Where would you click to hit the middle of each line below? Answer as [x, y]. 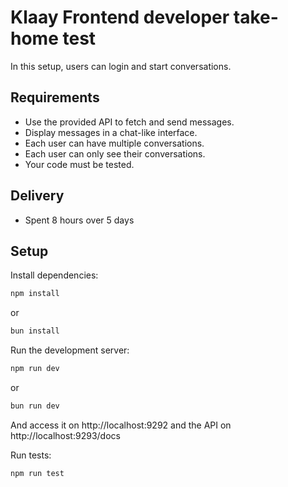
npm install [35, 294]
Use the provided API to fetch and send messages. [129, 122]
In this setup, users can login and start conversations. [121, 66]
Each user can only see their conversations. [115, 153]
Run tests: [31, 455]
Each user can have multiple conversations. [114, 143]
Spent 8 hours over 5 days [79, 220]
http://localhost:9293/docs [65, 435]
